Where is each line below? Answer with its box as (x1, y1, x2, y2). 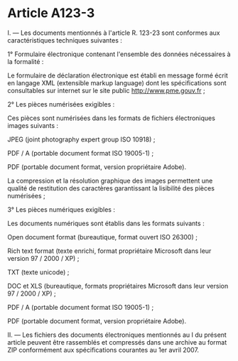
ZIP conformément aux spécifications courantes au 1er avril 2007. (7, 345, 200, 354)
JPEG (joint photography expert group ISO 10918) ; (7, 135, 156, 144)
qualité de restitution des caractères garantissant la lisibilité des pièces (7, 183, 215, 193)
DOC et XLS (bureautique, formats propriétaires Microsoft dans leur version (7, 281, 229, 290)
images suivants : (7, 121, 59, 129)
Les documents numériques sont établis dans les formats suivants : (7, 219, 205, 227)
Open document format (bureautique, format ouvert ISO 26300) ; (7, 232, 198, 241)
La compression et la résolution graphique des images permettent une (7, 176, 213, 185)
